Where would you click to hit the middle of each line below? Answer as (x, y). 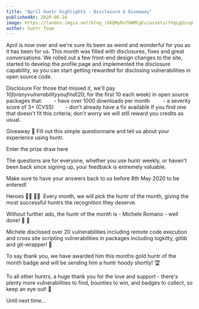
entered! (16, 185)
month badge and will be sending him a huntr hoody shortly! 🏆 (83, 263)
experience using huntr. (35, 138)
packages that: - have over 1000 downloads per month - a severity (99, 101)
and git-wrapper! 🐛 (29, 245)
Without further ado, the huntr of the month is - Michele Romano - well (92, 214)
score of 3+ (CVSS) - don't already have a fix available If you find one (96, 107)
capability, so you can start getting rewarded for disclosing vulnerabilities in (99, 70)
